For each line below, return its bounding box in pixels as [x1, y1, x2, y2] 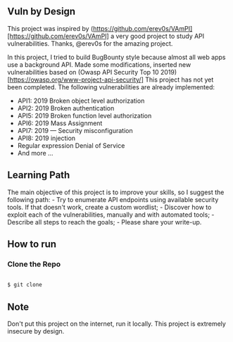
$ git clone [7, 281, 42, 289]
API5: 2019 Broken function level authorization [17, 111, 152, 120]
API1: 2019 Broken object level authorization [17, 96, 145, 105]
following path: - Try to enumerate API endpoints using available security [7, 195, 219, 203]
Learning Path [7, 169, 70, 182]
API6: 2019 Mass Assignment [17, 119, 103, 127]
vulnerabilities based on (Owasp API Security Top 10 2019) [7, 68, 177, 76]
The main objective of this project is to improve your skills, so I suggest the [7, 188, 225, 196]
